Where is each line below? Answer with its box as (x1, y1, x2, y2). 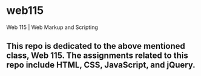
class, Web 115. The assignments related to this (6, 51, 189, 61)
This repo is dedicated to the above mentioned (6, 41, 186, 51)
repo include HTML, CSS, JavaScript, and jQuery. (6, 60, 196, 70)
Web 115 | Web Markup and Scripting (6, 24, 99, 31)
